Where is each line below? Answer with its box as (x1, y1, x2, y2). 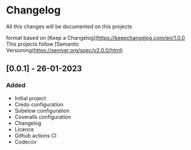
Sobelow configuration (14, 107, 70, 114)
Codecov (14, 138, 37, 145)
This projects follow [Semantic (6, 40, 80, 47)
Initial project (14, 94, 46, 101)
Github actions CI (14, 132, 57, 139)
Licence (14, 125, 34, 132)
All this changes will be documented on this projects (6, 23, 132, 30)
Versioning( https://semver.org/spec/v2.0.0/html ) (6, 46, 123, 53)
